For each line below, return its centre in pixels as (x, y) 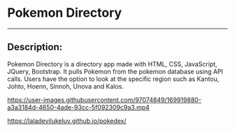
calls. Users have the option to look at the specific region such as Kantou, (113, 79)
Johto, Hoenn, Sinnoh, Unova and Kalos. (66, 86)
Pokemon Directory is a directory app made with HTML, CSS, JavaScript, (113, 64)
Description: (35, 47)
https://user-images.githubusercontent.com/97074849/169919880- (104, 100)
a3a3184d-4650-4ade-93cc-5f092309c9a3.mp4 (79, 107)
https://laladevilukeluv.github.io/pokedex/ (67, 121)
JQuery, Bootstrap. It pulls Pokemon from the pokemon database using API (115, 71)
